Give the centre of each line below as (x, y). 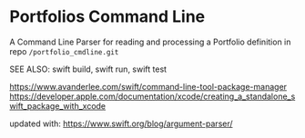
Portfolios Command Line (107, 17)
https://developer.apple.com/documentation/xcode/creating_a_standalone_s (152, 96)
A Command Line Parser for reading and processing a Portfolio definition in (150, 42)
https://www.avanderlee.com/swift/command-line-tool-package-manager (148, 86)
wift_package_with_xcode (58, 105)
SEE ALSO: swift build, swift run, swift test (88, 69)
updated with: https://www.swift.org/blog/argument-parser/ (122, 123)
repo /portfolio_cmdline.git (64, 51)
